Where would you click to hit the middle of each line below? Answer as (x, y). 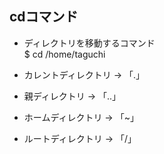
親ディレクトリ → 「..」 (72, 96)
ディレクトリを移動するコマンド (89, 43)
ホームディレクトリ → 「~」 (81, 117)
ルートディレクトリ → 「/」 (80, 138)
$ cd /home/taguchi (64, 54)
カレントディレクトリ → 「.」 (84, 74)
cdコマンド (44, 17)
